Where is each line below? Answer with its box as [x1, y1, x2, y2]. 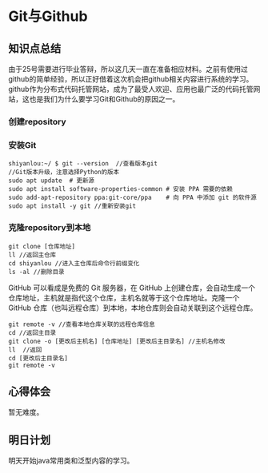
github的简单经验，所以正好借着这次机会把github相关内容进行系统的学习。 [8, 74, 254, 84]
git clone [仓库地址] [8, 242, 76, 250]
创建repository [8, 116, 66, 127]
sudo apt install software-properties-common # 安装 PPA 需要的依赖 [8, 185, 234, 193]
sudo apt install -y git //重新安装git [8, 202, 137, 210]
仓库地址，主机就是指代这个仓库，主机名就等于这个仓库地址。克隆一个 [8, 292, 240, 302]
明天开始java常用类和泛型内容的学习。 [8, 456, 134, 466]
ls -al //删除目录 [8, 268, 65, 276]
